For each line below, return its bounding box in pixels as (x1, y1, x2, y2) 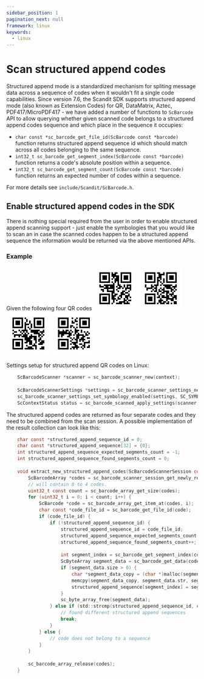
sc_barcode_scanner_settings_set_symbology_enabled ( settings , (17, 393, 178, 400)
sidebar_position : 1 (6, 10, 59, 16)
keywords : (6, 29, 32, 35)
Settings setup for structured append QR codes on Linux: (6, 362, 149, 369)
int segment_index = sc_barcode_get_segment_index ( (60, 552, 194, 558)
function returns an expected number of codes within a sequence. (15, 172, 181, 179)
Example (6, 252, 33, 260)
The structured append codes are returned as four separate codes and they (6, 411, 196, 418)
